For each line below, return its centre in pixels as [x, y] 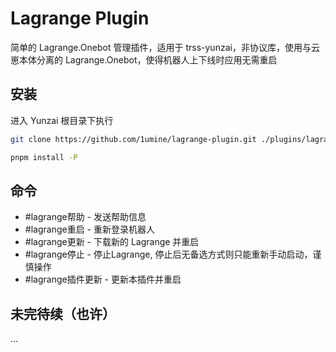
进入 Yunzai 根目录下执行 [62, 120]
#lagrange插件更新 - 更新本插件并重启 [103, 279]
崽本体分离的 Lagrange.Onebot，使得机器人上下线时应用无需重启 [144, 59]
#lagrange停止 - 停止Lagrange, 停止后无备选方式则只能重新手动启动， [168, 254]
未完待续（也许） [63, 313]
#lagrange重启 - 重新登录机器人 [89, 229]
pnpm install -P [44, 157]
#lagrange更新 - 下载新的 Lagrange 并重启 [112, 242]
